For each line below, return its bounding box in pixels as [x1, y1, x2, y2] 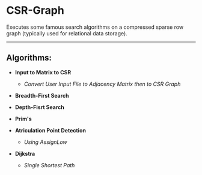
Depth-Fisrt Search [14, 103, 64, 111]
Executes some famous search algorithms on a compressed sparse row [6, 23, 184, 31]
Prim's [14, 115, 32, 122]
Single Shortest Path [23, 161, 75, 168]
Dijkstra [14, 150, 35, 157]
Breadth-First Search [14, 92, 69, 99]
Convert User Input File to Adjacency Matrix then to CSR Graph [23, 80, 181, 87]
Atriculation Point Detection [14, 126, 86, 134]
